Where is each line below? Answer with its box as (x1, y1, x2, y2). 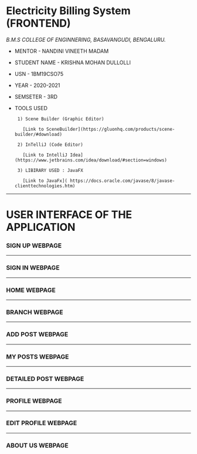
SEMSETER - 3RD (14, 93, 57, 100)
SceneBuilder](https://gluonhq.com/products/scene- (46, 126, 175, 132)
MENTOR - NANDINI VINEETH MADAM (14, 47, 109, 54)
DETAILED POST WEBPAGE (6, 375, 84, 383)
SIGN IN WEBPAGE (6, 264, 60, 272)
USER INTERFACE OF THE (6, 208, 133, 221)
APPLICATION (6, 221, 76, 234)
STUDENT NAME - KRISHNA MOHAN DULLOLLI (14, 59, 131, 66)
